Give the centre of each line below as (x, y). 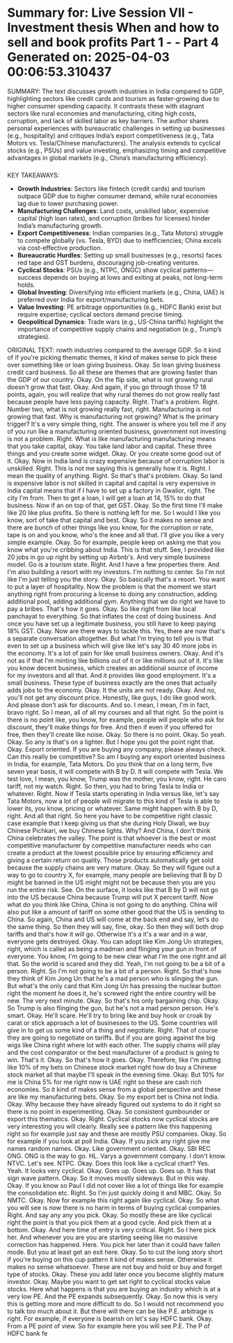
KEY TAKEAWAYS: (33, 175)
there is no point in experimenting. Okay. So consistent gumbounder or (109, 1111)
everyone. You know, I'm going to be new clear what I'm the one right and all (117, 956)
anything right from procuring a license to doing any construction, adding (112, 594)
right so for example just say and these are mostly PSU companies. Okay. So (117, 1134)
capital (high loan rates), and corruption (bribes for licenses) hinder (114, 218)
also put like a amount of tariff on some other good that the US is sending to (116, 912)
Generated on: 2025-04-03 (89, 57)
